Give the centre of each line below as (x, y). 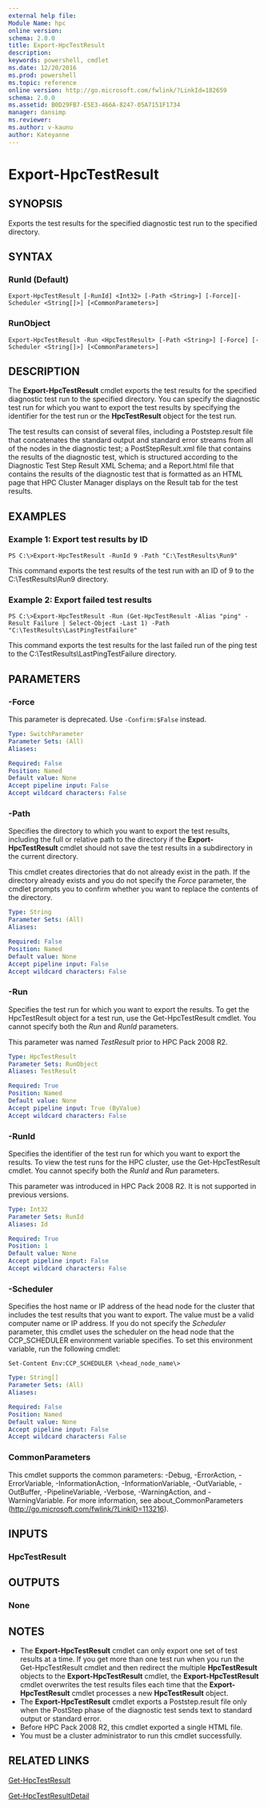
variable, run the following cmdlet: (64, 1349)
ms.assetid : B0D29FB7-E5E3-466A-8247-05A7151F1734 (94, 105)
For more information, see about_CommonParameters (155, 1500)
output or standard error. (60, 1719)
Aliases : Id (28, 1224)
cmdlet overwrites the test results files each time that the (114, 1685)
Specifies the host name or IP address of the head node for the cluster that (132, 1307)
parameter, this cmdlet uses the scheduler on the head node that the (121, 1332)
